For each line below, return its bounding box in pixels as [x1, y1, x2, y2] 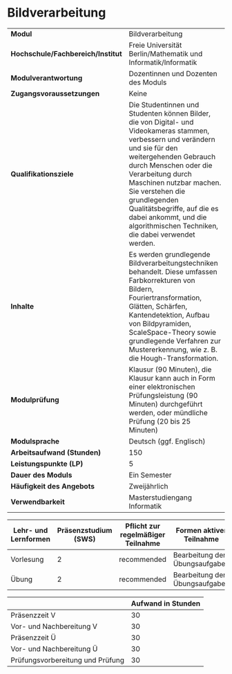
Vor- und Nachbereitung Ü [10, 644, 98, 653]
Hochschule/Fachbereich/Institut [10, 48, 122, 58]
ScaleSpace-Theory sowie [128, 327, 216, 337]
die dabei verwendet [128, 230, 195, 239]
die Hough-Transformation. [128, 353, 219, 363]
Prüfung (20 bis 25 [128, 417, 191, 426]
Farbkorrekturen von [128, 275, 195, 285]
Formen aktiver [175, 525, 227, 535]
